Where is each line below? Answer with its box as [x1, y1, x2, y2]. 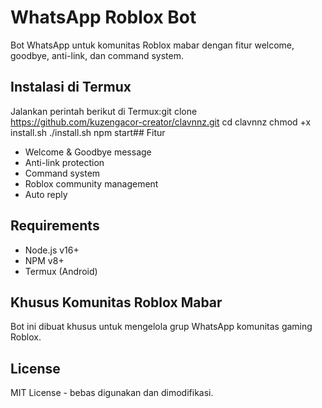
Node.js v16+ [24, 244, 80, 256]
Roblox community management [24, 177, 159, 190]
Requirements [10, 217, 100, 235]
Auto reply [24, 188, 68, 200]
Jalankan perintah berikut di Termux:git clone [10, 105, 198, 117]
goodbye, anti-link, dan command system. [10, 49, 184, 61]
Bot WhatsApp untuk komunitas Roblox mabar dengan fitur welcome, [10, 39, 295, 51]
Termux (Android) [24, 265, 98, 277]
